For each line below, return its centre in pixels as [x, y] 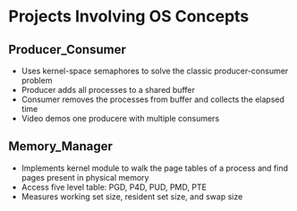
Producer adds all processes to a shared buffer [108, 90]
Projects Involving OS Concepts [129, 17]
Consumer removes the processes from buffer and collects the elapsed [153, 99]
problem [37, 80]
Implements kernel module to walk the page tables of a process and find [154, 168]
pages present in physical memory [85, 177]
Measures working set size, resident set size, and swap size [132, 196]
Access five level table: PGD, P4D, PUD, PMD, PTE [114, 187]
